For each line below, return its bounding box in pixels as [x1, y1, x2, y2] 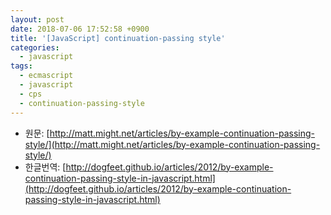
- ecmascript [19, 71, 74, 81]
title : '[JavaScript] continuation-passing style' [10, 33, 226, 43]
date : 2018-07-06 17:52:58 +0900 [10, 24, 150, 34]
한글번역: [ [24, 161, 67, 173]
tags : [10, 61, 33, 71]
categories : [10, 42, 60, 53]
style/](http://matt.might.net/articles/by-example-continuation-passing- [24, 138, 321, 150]
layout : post [10, 14, 65, 25]
